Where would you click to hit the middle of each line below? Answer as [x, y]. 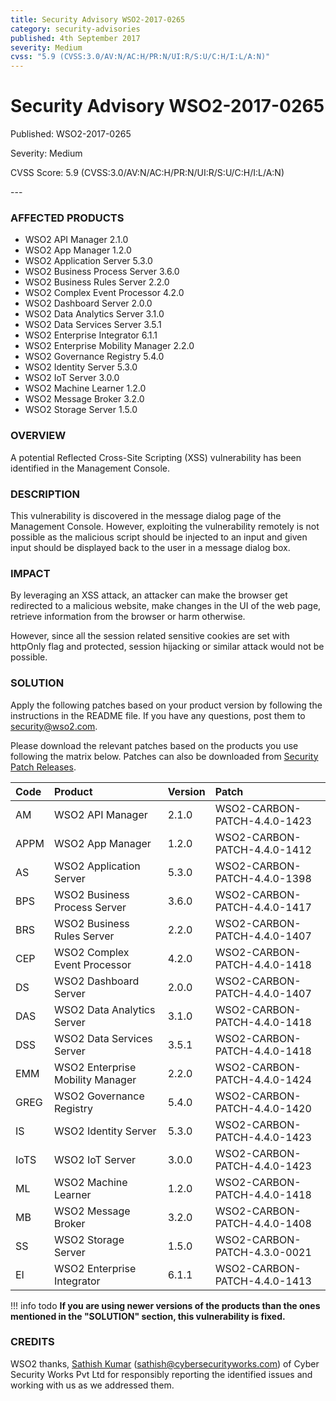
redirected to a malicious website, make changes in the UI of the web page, [166, 606]
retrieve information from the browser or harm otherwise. [128, 617]
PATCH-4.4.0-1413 [263, 1281]
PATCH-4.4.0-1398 [263, 878]
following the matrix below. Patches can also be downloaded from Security [164, 756]
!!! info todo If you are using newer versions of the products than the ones [165, 1305]
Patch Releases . [43, 767]
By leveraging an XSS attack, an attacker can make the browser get [149, 595]
